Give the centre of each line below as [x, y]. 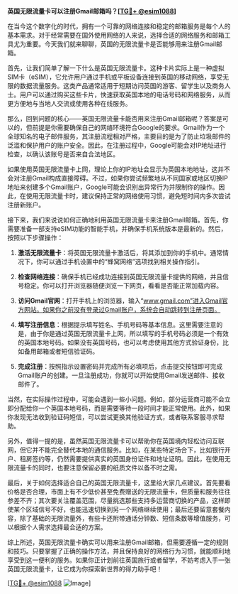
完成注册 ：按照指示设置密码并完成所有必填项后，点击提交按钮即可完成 [120, 366]
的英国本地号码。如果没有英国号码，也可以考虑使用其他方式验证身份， [120, 342]
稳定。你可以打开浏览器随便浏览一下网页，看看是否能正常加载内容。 [123, 286]
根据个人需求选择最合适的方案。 [60, 527]
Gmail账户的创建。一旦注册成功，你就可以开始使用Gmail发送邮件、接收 [121, 375]
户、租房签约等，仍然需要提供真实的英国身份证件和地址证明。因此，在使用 [116, 459]
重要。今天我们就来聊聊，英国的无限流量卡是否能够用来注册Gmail [121, 44]
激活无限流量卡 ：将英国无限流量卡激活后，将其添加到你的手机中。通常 [120, 253]
